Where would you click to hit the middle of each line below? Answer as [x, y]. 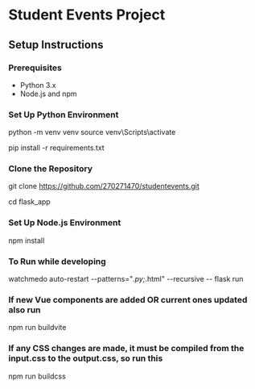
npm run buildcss [37, 376]
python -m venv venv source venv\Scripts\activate [92, 132]
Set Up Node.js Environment [65, 223]
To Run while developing [57, 261]
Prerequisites [35, 68]
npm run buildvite [37, 328]
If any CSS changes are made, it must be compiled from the [126, 349]
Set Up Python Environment [64, 115]
